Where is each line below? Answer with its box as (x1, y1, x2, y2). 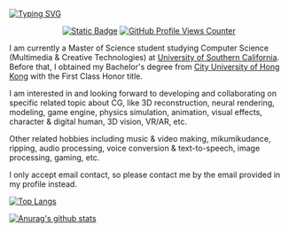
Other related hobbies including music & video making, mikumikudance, (9, 134, 271, 143)
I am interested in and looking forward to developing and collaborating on (9, 89, 277, 98)
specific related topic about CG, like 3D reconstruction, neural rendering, (9, 97, 275, 108)
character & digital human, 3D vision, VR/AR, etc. (9, 116, 188, 127)
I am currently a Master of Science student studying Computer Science (9, 43, 269, 53)
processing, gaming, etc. (9, 152, 100, 163)
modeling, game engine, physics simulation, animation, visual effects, (9, 107, 263, 117)
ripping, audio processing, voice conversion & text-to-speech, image (9, 143, 261, 153)
